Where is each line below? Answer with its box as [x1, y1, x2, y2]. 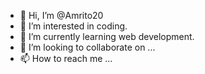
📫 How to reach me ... [19, 53, 113, 64]
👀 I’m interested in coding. [19, 20, 128, 32]
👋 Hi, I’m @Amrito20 [19, 10, 104, 21]
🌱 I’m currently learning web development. [19, 31, 195, 42]
